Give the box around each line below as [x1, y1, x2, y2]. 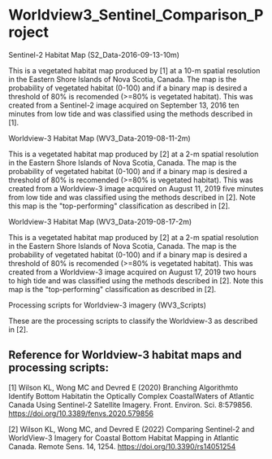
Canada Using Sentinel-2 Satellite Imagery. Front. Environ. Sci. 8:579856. [8, 400, 253, 409]
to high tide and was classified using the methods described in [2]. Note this [8, 275, 264, 286]
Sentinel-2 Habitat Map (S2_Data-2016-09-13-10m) [8, 50, 180, 59]
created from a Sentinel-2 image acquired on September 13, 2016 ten [8, 100, 240, 110]
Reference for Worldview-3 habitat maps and [8, 348, 242, 362]
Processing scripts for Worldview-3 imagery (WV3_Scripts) [8, 299, 207, 310]
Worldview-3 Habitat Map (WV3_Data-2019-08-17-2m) [8, 216, 192, 226]
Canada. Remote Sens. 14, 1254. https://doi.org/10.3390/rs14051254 [8, 441, 236, 451]
